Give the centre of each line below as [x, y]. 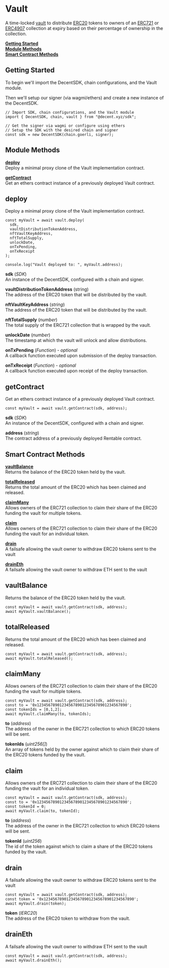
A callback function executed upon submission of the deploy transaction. [81, 356]
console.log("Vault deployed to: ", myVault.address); [64, 265]
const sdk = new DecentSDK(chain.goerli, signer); [60, 134]
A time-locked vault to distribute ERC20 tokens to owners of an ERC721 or [82, 23]
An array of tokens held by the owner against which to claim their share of [82, 749]
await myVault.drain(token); [36, 904]
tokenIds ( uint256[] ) [26, 744]
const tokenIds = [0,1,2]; [34, 710]
